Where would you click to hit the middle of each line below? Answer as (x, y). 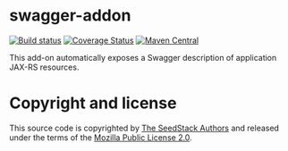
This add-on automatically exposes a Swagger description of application (143, 57)
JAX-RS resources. (44, 67)
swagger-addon (70, 16)
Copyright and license (93, 103)
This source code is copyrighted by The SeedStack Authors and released (144, 128)
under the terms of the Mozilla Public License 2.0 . (101, 137)
